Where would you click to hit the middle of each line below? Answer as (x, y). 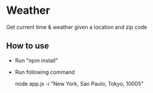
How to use (28, 46)
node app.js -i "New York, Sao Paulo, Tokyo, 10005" (79, 83)
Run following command (45, 72)
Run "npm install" (36, 60)
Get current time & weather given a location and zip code (77, 27)
